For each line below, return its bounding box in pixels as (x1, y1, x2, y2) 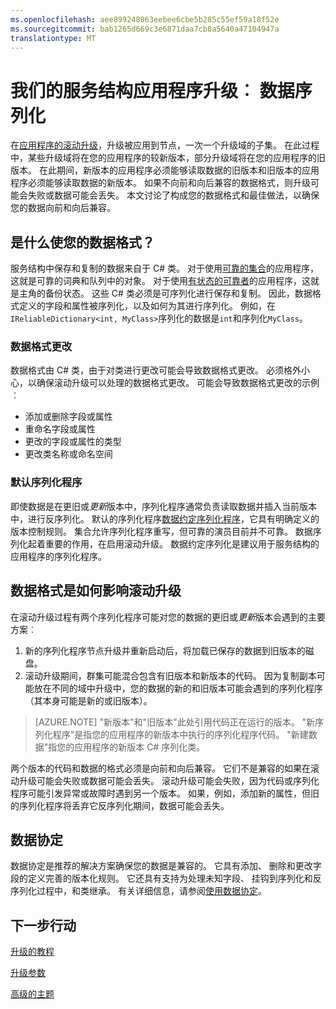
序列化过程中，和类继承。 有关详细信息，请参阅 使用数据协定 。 (10, 885, 267, 897)
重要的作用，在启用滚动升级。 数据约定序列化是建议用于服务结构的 (44, 537, 320, 550)
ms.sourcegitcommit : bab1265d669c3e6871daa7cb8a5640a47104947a (10, 24, 280, 34)
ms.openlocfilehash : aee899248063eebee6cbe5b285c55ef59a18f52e (10, 14, 280, 25)
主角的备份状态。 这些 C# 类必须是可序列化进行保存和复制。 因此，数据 (18, 287, 313, 300)
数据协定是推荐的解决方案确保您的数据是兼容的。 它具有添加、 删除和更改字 (10, 860, 322, 872)
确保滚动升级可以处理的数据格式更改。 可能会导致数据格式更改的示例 (36, 377, 320, 389)
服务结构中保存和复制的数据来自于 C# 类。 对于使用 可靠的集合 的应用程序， (10, 262, 319, 275)
